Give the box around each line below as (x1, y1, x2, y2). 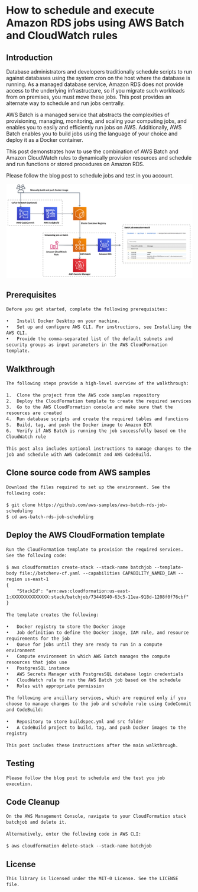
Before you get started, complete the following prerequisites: (6, 306, 168, 312)
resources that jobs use (6, 659, 67, 665)
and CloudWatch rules (6, 29, 118, 42)
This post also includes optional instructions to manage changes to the (6, 446, 192, 452)
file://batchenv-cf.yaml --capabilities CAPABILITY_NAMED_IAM (19, 570, 176, 576)
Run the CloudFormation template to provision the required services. (6, 547, 184, 553)
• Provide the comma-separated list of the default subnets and (6, 336, 173, 342)
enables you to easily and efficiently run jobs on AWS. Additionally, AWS (6, 124, 182, 131)
